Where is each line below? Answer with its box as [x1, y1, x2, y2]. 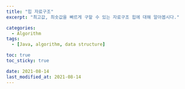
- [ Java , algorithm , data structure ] [11, 42, 106, 47]
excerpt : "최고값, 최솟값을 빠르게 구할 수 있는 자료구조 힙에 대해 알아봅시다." [6, 14, 180, 20]
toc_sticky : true [6, 58, 50, 63]
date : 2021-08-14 [6, 68, 50, 74]
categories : [6, 25, 36, 31]
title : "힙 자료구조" [6, 8, 54, 15]
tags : [6, 36, 20, 42]
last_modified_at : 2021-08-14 [6, 74, 82, 80]
